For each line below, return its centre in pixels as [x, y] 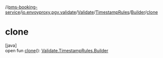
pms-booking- [23, 7]
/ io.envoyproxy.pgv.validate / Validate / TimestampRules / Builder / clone [89, 12]
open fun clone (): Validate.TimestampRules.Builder [57, 50]
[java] [11, 45]
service [13, 12]
